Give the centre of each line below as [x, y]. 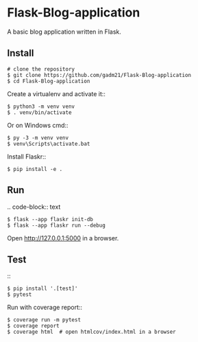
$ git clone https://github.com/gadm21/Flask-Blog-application [99, 75]
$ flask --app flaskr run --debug [57, 225]
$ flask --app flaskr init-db [50, 219]
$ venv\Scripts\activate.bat [49, 144]
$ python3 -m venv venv [41, 106]
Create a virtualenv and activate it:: [57, 93]
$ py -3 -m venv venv [38, 138]
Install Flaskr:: [27, 157]
